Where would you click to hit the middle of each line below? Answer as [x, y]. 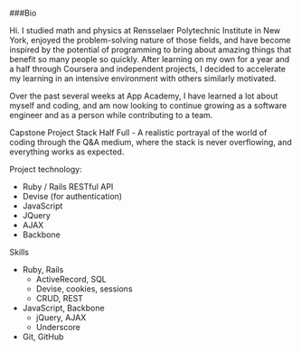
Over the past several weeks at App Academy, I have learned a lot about [144, 96]
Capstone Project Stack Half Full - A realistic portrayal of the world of [138, 133]
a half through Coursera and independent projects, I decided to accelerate [148, 69]
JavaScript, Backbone [64, 308]
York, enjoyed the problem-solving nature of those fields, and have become [150, 40]
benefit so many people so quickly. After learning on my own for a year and [150, 59]
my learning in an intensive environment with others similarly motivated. [143, 79]
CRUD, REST [60, 298]
